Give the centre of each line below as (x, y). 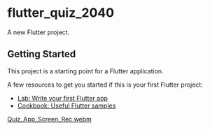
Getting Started (42, 54)
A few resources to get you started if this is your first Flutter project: (105, 85)
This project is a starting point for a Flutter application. (85, 71)
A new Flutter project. (38, 32)
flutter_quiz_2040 (61, 13)
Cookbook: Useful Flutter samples (66, 106)
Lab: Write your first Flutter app (63, 98)
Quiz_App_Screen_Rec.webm (50, 119)
